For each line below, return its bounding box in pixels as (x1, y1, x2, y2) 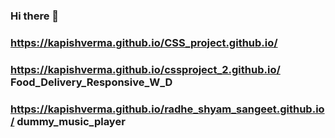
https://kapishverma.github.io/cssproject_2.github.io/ (10, 62, 281, 76)
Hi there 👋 (10, 9, 60, 23)
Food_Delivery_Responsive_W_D (10, 75, 173, 89)
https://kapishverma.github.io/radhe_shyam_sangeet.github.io (10, 102, 325, 116)
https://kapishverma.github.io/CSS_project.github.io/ (10, 35, 278, 49)
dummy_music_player (16, 114, 126, 128)
